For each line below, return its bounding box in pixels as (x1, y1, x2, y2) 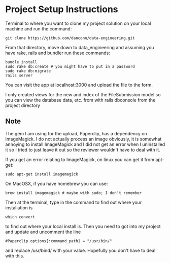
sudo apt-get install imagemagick (5, 171, 79, 177)
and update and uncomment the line (5, 229, 81, 235)
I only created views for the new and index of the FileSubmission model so (5, 91, 161, 97)
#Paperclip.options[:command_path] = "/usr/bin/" (5, 238, 113, 244)
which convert (5, 214, 36, 219)
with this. (5, 252, 24, 259)
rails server (5, 72, 33, 78)
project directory (5, 102, 41, 108)
